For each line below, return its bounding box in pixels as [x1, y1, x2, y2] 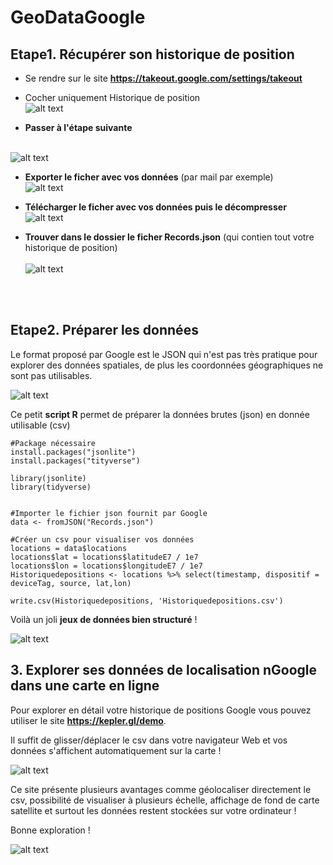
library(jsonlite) [10, 473, 87, 483]
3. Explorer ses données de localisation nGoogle [10, 662, 318, 679]
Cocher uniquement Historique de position [24, 92, 201, 103]
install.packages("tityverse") [10, 456, 141, 466]
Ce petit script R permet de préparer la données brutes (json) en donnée [10, 408, 310, 420]
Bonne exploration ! [10, 824, 91, 836]
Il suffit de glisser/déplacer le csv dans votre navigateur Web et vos [10, 734, 288, 746]
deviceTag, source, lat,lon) [10, 578, 132, 588]
